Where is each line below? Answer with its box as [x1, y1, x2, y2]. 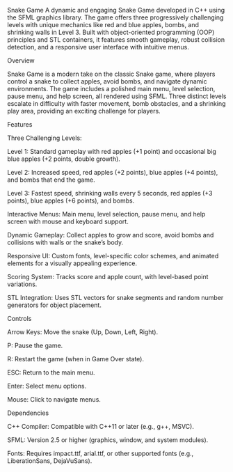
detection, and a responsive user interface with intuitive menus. [7, 43, 190, 51]
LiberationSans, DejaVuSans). [7, 457, 93, 465]
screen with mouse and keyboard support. [7, 217, 129, 226]
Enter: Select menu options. [7, 382, 87, 390]
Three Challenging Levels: [7, 134, 82, 142]
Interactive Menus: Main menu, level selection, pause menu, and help [7, 210, 206, 218]
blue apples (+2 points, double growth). [7, 155, 120, 163]
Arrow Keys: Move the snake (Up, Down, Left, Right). [7, 328, 159, 336]
